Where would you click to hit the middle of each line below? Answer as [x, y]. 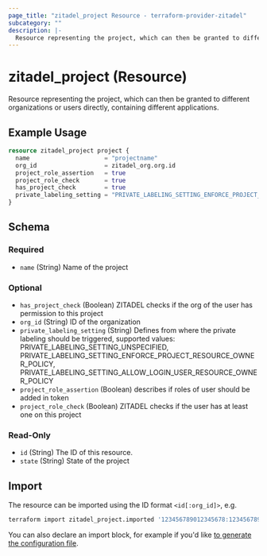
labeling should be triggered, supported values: [97, 338]
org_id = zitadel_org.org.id [96, 165]
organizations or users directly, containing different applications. [114, 107]
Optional [25, 288]
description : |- [35, 30]
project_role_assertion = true [71, 173]
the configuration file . [43, 543]
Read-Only [30, 435]
